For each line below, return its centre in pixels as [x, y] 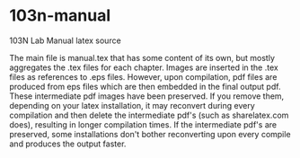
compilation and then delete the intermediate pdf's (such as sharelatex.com [149, 115]
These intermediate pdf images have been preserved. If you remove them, [147, 96]
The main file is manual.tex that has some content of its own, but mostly [142, 57]
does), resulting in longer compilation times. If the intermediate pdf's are [143, 124]
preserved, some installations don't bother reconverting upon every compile [150, 134]
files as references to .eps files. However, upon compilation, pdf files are [143, 76]
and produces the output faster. [68, 144]
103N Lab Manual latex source [65, 40]
